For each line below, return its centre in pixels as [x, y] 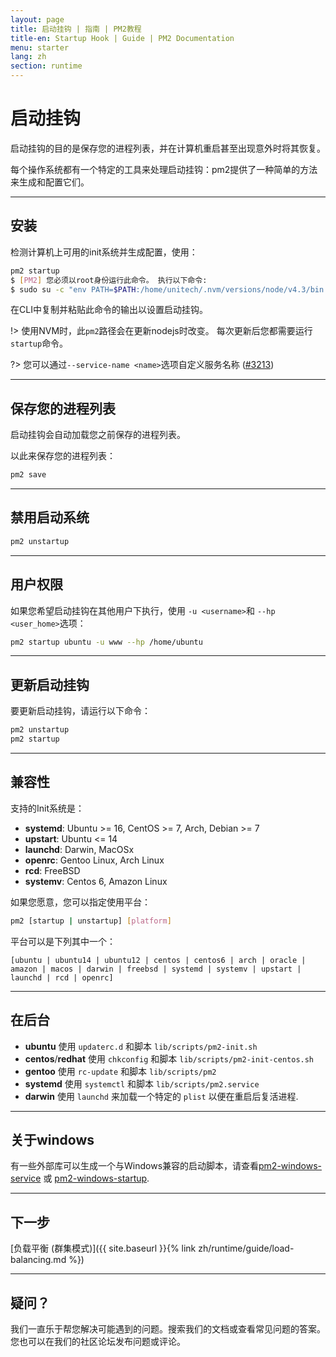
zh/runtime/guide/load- [246, 1248]
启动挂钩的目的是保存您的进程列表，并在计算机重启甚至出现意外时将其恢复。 [168, 148]
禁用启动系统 [50, 517]
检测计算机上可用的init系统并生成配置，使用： [104, 252]
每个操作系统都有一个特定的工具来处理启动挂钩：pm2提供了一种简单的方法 [164, 169]
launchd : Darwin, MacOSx [79, 849]
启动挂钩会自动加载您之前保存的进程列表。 [98, 435]
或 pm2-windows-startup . [96, 1178]
